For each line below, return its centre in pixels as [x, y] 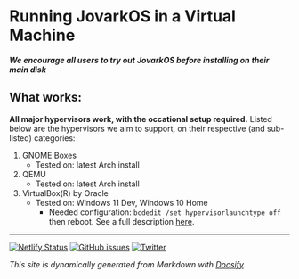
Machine [42, 35]
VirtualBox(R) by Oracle [65, 193]
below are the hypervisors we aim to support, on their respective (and [137, 128]
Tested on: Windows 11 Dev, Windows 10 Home [121, 202]
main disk [28, 70]
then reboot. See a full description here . [121, 221]
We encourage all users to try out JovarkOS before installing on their [139, 60]
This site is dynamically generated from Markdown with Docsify [127, 264]
